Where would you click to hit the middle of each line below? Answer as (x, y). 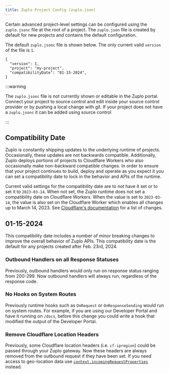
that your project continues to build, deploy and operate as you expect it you (84, 171)
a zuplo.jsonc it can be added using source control (59, 112)
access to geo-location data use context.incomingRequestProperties (77, 361)
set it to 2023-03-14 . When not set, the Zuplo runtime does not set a (75, 192)
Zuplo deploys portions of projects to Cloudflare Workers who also (74, 161)
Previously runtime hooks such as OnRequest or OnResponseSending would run (84, 305)
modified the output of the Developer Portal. (51, 321)
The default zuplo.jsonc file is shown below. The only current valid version (83, 45)
